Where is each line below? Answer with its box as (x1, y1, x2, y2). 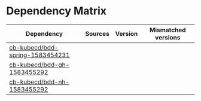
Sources (85, 29, 109, 38)
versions (155, 33, 181, 41)
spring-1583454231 (9, 51, 70, 59)
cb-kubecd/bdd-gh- (9, 60, 70, 69)
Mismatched (149, 26, 187, 34)
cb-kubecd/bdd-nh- (9, 78, 70, 86)
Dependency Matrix (6, 4, 106, 18)
